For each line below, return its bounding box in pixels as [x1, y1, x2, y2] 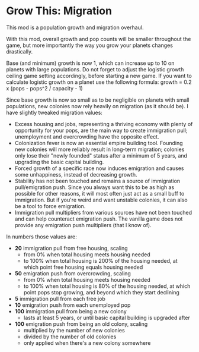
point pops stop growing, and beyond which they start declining [23, 288, 179, 296]
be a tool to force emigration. [14, 202, 86, 209]
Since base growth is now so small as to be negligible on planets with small [6, 96, 190, 103]
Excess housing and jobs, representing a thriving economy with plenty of [14, 120, 193, 127]
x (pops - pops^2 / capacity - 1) [6, 84, 83, 92]
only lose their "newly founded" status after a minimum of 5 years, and [14, 152, 188, 159]
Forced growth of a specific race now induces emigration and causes [14, 165, 184, 172]
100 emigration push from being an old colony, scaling [14, 320, 148, 328]
